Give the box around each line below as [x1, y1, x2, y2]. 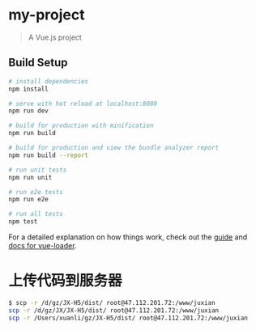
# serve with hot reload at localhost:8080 [8, 99, 158, 108]
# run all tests [8, 210, 63, 218]
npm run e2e [8, 196, 49, 204]
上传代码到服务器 [8, 272, 123, 290]
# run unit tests [8, 166, 67, 174]
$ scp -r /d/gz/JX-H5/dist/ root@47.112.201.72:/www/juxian [8, 298, 216, 307]
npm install [8, 85, 49, 93]
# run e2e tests [8, 188, 63, 196]
